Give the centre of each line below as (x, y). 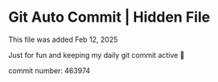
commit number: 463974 (49, 70)
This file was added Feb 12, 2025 (63, 39)
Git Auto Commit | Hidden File (109, 17)
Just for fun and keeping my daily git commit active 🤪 (97, 55)
